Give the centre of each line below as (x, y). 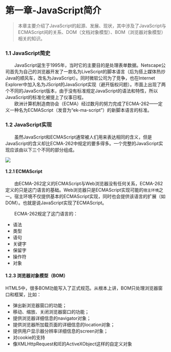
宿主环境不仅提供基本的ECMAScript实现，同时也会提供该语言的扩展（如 (90, 196)
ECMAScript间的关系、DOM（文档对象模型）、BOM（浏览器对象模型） (92, 32)
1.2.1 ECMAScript (24, 171)
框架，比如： (28, 294)
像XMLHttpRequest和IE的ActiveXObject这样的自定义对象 (72, 344)
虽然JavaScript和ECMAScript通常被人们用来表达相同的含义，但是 (83, 137)
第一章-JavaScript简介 (53, 11)
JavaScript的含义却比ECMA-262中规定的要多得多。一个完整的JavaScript (82, 143)
